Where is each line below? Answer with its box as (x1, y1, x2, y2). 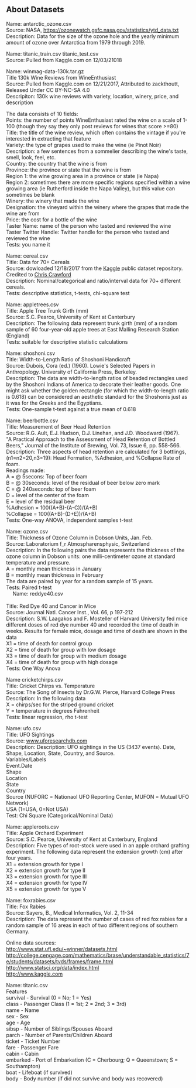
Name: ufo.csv (6, 724, 42, 731)
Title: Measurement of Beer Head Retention (6, 423, 111, 430)
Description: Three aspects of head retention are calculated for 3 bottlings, (6, 448, 187, 455)
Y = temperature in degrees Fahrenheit (6, 707, 99, 714)
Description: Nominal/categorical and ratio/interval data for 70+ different (6, 277, 181, 284)
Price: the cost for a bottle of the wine (6, 216, 98, 223)
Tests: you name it (6, 241, 50, 248)
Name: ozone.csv (6, 528, 49, 535)
